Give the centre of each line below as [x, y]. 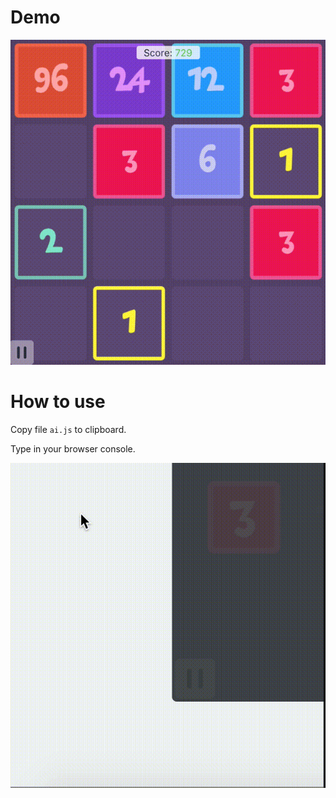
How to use [58, 402]
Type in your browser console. [73, 448]
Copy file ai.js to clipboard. [68, 429]
